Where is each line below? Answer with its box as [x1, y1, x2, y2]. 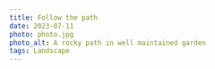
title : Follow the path [9, 13, 99, 22]
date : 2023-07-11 [9, 22, 74, 30]
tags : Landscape [9, 47, 70, 56]
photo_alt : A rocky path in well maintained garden [9, 38, 206, 47]
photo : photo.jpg [9, 30, 74, 39]
